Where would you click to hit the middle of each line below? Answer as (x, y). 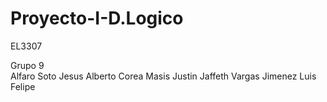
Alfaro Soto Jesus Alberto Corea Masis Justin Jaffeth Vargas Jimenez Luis (163, 76)
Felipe (23, 86)
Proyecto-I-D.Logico (97, 18)
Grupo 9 (27, 65)
